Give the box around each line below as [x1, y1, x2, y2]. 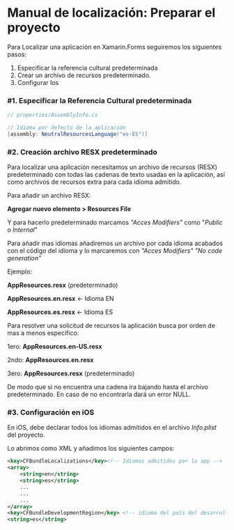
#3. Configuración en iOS [7, 407, 95, 417]
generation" [7, 254, 42, 263]
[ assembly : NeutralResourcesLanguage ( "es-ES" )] [7, 130, 148, 137]
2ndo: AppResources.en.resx [7, 356, 94, 364]
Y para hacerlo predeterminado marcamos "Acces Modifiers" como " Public [7, 218, 223, 227]
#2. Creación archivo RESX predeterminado [7, 147, 158, 157]
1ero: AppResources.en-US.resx [7, 343, 102, 351]
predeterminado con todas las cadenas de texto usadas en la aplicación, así [7, 171, 225, 179]
